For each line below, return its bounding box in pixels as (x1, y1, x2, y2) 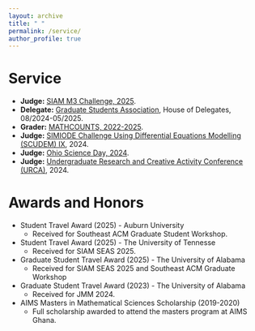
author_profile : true (8, 34, 82, 43)
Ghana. (32, 316, 57, 325)
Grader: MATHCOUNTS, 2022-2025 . (19, 123, 144, 132)
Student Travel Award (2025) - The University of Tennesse (19, 238, 216, 247)
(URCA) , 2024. (19, 165, 70, 175)
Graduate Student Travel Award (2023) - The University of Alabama (19, 281, 245, 290)
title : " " (8, 19, 45, 28)
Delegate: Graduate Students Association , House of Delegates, (19, 105, 232, 114)
